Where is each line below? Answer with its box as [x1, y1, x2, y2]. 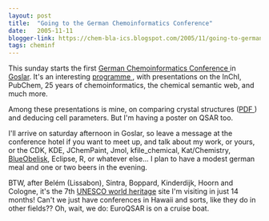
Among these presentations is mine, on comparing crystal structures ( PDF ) [8, 105, 258, 115]
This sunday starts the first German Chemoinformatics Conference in [8, 63, 236, 73]
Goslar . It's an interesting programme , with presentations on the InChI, [8, 72, 242, 82]
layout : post [8, 11, 52, 20]
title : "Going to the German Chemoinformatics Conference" [8, 19, 214, 27]
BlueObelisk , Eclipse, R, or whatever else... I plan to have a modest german [8, 154, 255, 164]
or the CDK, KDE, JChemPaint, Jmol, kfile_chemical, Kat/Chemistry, [8, 146, 231, 155]
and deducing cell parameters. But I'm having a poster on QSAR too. [8, 113, 234, 123]
